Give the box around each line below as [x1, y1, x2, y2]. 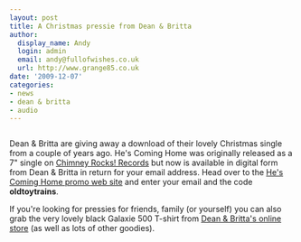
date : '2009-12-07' [9, 72, 83, 81]
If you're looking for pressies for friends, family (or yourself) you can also [9, 204, 282, 215]
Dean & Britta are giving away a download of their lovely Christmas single [9, 138, 283, 149]
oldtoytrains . [9, 186, 59, 197]
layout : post [9, 13, 59, 23]
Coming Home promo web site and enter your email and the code [9, 177, 253, 188]
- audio [9, 106, 39, 115]
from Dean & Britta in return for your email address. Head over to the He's [9, 167, 284, 178]
